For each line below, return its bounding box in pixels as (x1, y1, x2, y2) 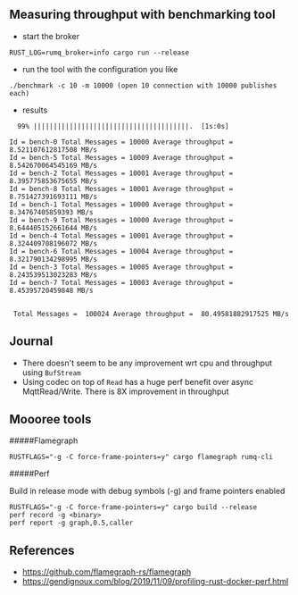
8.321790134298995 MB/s (9, 255, 98, 264)
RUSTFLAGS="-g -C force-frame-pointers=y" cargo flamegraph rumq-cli (9, 453, 274, 462)
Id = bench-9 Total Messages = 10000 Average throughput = (9, 215, 234, 224)
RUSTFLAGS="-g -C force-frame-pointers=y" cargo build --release (9, 503, 257, 512)
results (21, 105, 48, 115)
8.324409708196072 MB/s (9, 239, 98, 248)
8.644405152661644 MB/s (9, 223, 98, 232)
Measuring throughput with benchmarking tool (9, 7, 277, 22)
